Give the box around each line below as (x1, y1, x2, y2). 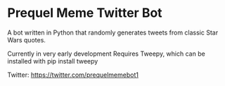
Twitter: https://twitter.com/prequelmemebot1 (7, 70, 139, 79)
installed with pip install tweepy (7, 56, 98, 65)
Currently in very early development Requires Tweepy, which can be (7, 49, 205, 58)
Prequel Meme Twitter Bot (7, 5, 163, 21)
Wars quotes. (7, 35, 46, 44)
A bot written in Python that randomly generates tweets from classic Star (7, 28, 219, 37)
